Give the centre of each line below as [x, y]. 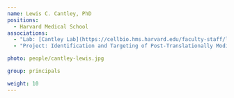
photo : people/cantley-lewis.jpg [56, 59]
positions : [23, 20]
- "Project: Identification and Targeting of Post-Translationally [114, 46]
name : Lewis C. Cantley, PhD [49, 14]
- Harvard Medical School [51, 26]
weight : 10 [23, 83]
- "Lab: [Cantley [39, 40]
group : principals [34, 71]
